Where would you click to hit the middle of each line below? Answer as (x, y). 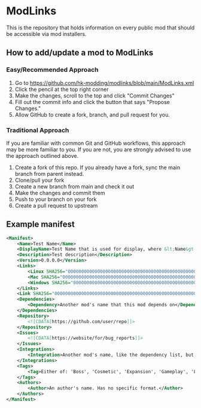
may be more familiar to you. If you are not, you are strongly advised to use (99, 149)
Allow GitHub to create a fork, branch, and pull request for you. (92, 114)
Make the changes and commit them (60, 193)
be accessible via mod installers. (46, 34)
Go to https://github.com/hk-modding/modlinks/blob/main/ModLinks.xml (104, 83)
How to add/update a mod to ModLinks (80, 53)
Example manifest (40, 225)
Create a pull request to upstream (56, 205)
